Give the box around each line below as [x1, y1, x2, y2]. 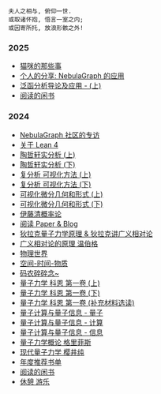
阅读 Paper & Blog [19, 219, 78, 228]
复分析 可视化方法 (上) [19, 169, 92, 179]
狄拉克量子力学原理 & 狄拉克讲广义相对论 [19, 228, 153, 238]
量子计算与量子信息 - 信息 [19, 327, 104, 337]
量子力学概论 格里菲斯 [19, 337, 92, 347]
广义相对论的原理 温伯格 [19, 238, 99, 248]
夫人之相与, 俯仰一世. [8, 7, 73, 15]
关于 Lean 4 [19, 140, 59, 149]
